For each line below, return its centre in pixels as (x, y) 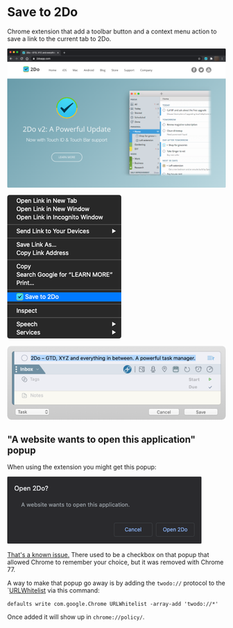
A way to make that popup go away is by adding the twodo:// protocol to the (116, 583)
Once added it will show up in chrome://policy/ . (76, 617)
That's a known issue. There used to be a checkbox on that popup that (108, 555)
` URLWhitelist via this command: (53, 590)
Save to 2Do (43, 12)
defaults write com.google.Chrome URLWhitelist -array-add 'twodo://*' (113, 604)
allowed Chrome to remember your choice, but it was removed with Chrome (115, 562)
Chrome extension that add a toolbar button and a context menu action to (112, 31)
